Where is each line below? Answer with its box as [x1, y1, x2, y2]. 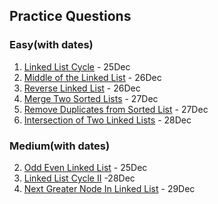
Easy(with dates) [9, 38, 94, 52]
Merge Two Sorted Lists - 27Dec [23, 92, 159, 104]
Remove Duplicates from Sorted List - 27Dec [23, 103, 209, 115]
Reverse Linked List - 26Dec [23, 82, 141, 94]
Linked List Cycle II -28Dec [23, 172, 136, 184]
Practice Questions [9, 8, 132, 25]
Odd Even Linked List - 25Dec [23, 161, 148, 173]
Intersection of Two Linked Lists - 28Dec [23, 114, 192, 126]
